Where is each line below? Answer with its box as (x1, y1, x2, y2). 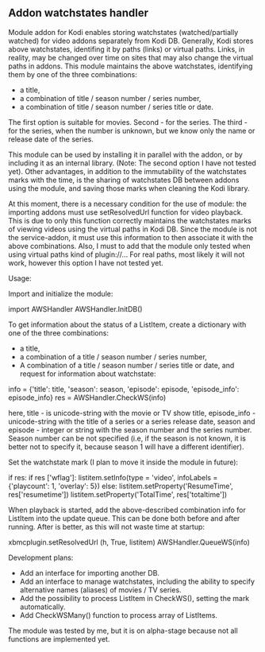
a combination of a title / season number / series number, (19, 351, 208, 361)
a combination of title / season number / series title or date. (19, 102, 214, 111)
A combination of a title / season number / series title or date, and (19, 360, 235, 370)
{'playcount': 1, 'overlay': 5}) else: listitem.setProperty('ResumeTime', (8, 481, 234, 491)
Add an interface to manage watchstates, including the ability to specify (19, 576, 255, 586)
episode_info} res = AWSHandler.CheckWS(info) (8, 393, 167, 402)
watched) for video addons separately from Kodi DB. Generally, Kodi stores (8, 36, 254, 45)
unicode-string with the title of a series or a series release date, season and (8, 417, 255, 426)
